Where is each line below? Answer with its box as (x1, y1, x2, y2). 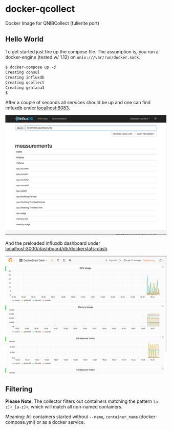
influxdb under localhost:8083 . (5, 105, 70, 111)
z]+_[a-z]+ (5, 405, 29, 410)
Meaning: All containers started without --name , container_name (5, 414, 138, 420)
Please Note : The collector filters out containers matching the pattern (5, 398, 152, 404)
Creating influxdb (5, 75, 45, 80)
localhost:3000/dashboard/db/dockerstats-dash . (5, 245, 109, 251)
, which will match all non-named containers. (28, 404, 123, 410)
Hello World (5, 35, 44, 44)
